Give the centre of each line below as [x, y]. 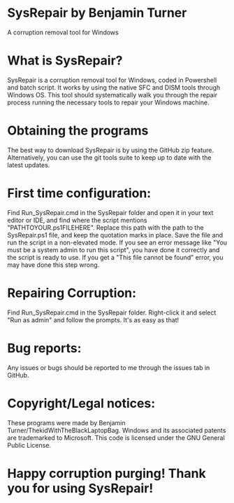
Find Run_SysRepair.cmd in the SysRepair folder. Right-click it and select [112, 312]
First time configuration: [79, 193]
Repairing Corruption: [72, 293]
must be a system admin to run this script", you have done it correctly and [114, 249]
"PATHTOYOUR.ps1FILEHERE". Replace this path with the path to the [105, 227]
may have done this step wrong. [53, 265]
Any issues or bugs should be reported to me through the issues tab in [109, 367]
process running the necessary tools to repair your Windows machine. [108, 102]
